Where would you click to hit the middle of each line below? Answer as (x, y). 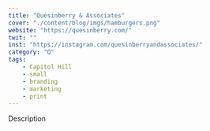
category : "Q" (32, 52)
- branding (40, 81)
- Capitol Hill (47, 67)
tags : (17, 60)
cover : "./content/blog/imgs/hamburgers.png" (84, 23)
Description (27, 118)
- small (35, 74)
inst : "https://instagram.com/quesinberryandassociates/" (105, 45)
